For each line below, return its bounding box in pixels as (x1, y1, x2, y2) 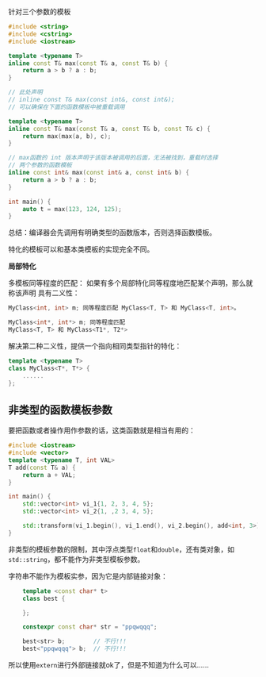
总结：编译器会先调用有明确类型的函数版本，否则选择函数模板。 (8, 228, 216, 237)
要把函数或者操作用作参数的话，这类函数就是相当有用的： (8, 425, 196, 435)
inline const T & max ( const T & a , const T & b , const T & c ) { (8, 125, 211, 133)
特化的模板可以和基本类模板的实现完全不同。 (8, 244, 154, 254)
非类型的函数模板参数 (8, 403, 112, 417)
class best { (22, 594, 66, 602)
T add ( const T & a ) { (8, 464, 77, 471)
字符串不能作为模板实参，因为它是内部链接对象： (8, 571, 168, 581)
